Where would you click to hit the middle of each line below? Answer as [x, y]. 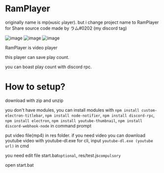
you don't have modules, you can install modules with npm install [72, 110]
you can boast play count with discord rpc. [49, 67]
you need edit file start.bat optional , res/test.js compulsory [63, 155]
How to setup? [35, 87]
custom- [149, 110]
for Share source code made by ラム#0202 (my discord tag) [66, 28]
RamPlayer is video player [31, 47]
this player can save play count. [37, 57]
